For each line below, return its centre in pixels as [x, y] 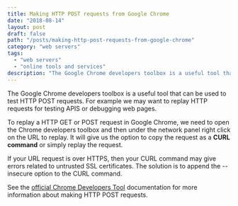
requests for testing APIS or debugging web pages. [82, 108]
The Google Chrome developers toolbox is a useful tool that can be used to [117, 93]
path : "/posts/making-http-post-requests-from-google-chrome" [101, 40]
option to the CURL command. [78, 173]
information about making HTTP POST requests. [78, 195]
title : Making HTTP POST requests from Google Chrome [89, 14]
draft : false [27, 34]
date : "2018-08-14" [36, 21]
